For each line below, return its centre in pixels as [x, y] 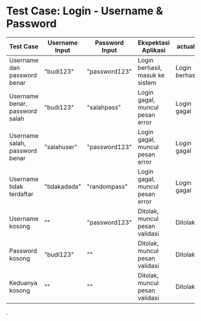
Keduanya [23, 283]
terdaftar [22, 194]
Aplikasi [154, 50]
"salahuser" [61, 146]
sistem [147, 82]
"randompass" [107, 187]
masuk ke [151, 75]
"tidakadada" [63, 187]
